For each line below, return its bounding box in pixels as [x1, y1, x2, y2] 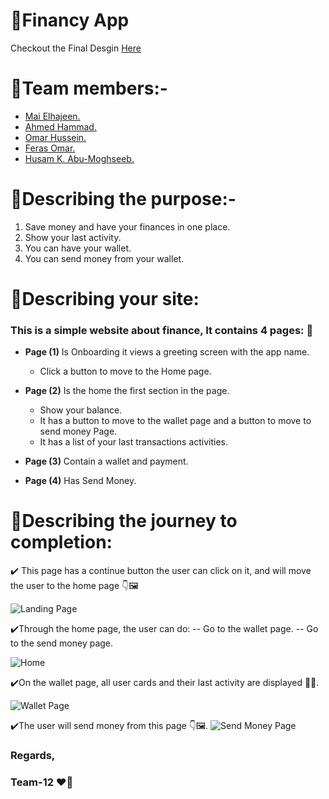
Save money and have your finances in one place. [24, 220, 231, 233]
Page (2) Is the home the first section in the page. [24, 385, 230, 397]
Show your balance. [39, 404, 123, 416]
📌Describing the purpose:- [10, 188, 237, 211]
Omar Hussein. [24, 131, 87, 143]
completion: [10, 531, 113, 554]
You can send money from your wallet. [24, 252, 185, 264]
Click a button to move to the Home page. [39, 365, 212, 378]
